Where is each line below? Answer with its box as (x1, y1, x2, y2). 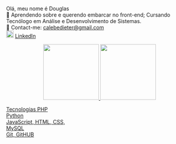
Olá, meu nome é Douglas (6, 5, 69, 12)
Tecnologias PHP (6, 106, 49, 113)
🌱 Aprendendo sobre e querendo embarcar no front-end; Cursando (6, 11, 171, 18)
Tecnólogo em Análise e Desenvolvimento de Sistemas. (6, 18, 142, 24)
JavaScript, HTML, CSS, (6, 119, 65, 125)
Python (6, 112, 24, 119)
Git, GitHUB (6, 131, 34, 138)
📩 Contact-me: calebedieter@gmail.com (6, 24, 104, 31)
